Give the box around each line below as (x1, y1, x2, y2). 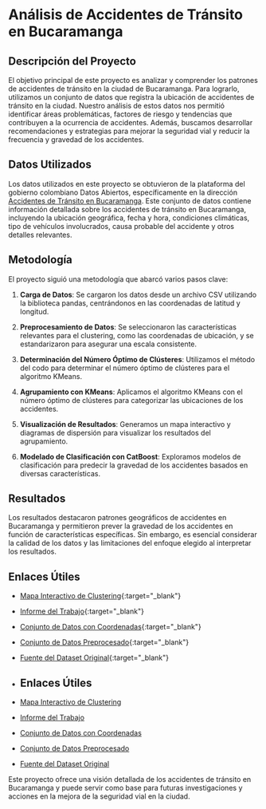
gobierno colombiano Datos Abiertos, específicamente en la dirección (8, 187, 237, 197)
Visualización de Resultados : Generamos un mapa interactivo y (19, 419, 231, 428)
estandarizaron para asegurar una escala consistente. (19, 339, 198, 349)
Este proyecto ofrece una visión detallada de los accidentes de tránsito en (8, 775, 252, 784)
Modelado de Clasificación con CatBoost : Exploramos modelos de (19, 452, 241, 461)
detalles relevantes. (8, 230, 72, 239)
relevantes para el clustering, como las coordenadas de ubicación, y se (19, 330, 254, 340)
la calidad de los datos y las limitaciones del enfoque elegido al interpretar (8, 539, 252, 548)
